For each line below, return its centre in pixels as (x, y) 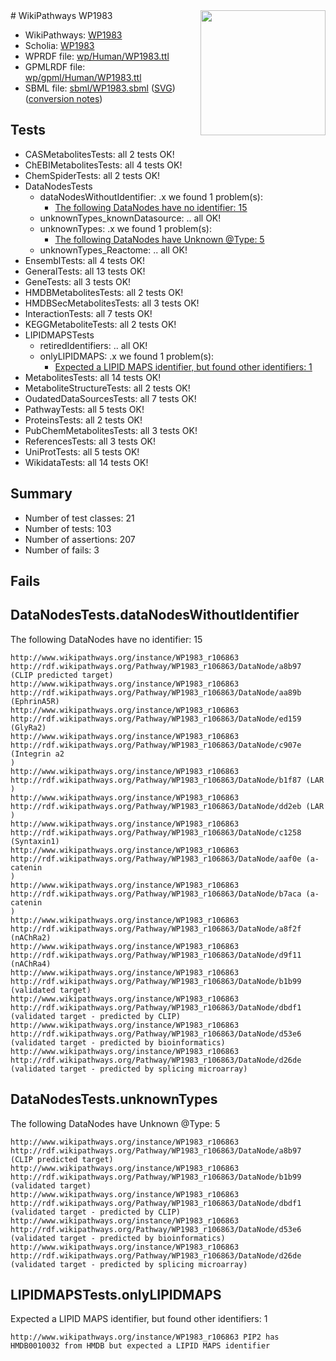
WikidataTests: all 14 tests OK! (86, 462)
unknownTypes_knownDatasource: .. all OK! (130, 218)
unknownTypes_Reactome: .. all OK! (113, 250)
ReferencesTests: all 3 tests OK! (90, 441)
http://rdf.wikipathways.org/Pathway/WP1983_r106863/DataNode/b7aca (156, 894)
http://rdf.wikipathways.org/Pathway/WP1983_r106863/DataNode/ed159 (156, 719)
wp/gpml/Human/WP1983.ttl (83, 77)
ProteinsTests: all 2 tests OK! (83, 420)
